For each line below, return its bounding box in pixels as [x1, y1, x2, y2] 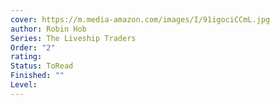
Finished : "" [10, 71, 65, 81]
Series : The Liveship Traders [10, 33, 137, 43]
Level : [10, 80, 38, 90]
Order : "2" [10, 42, 56, 53]
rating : [10, 52, 43, 62]
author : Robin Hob [10, 24, 87, 34]
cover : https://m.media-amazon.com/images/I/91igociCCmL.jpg [10, 14, 271, 25]
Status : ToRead [10, 61, 74, 71]
